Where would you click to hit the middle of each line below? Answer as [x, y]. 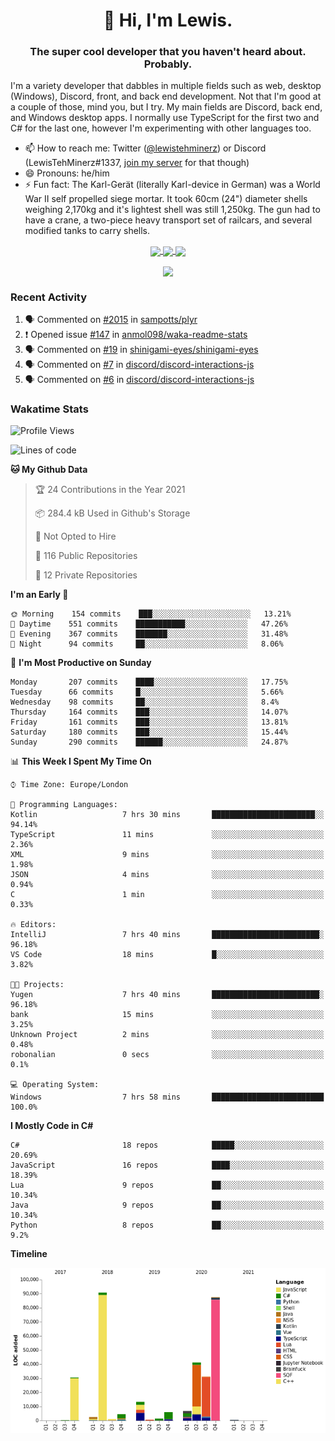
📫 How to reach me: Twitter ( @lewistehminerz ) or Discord [145, 148]
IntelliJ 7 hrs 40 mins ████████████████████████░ [167, 935]
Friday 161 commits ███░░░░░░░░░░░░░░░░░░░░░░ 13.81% [149, 722]
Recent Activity [49, 297]
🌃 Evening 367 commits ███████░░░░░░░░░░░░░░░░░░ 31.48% [149, 634]
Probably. [168, 64]
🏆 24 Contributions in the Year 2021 [110, 490]
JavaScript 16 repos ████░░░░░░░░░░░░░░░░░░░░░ [167, 1165]
